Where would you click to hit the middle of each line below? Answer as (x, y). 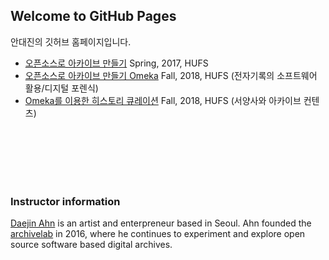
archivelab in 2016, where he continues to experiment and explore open (158, 234)
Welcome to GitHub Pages (93, 16)
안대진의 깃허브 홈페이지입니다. (71, 41)
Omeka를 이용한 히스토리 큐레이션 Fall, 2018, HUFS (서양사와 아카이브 (163, 100)
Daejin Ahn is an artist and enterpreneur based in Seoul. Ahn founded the (161, 223)
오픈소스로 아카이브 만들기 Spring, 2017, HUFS (116, 63)
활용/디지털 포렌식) (61, 88)
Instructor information (65, 201)
